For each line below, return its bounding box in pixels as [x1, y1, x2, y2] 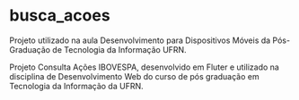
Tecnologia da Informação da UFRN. [9, 80, 144, 91]
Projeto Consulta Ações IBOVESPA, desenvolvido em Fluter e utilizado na [9, 62, 280, 72]
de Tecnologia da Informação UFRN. [52, 44, 187, 54]
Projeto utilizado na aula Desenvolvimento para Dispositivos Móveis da [9, 35, 271, 46]
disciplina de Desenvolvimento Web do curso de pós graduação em [9, 71, 259, 81]
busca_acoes [9, 5, 110, 26]
